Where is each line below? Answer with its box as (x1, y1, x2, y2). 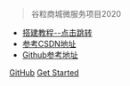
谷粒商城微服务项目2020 (30, 9, 122, 19)
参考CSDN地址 (21, 39, 77, 49)
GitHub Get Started (9, 67, 79, 78)
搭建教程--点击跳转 (21, 27, 93, 38)
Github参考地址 (21, 50, 78, 60)
